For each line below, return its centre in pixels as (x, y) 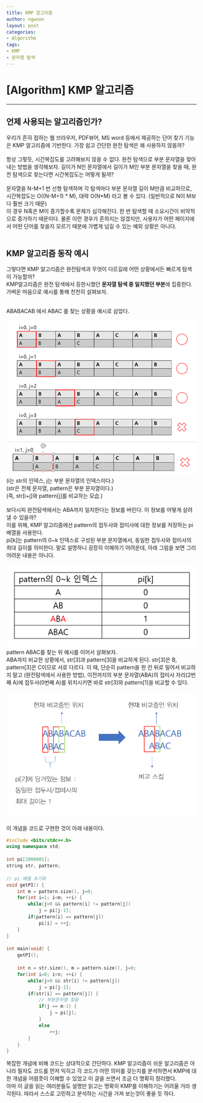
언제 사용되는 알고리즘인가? (54, 122)
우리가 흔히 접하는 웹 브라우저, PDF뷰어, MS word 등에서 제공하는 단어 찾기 (95, 137)
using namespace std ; (34, 847)
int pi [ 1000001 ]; (28, 860)
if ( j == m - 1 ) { (58, 1006)
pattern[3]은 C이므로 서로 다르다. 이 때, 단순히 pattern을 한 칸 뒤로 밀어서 (93, 667)
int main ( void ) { (28, 949)
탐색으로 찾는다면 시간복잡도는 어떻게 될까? (63, 174)
